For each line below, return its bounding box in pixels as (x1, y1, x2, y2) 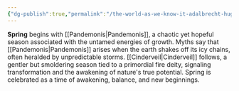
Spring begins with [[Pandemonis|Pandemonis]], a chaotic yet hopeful (7, 30, 214, 38)
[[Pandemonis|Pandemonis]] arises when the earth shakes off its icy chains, (7, 45, 230, 53)
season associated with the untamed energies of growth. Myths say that (7, 37, 219, 46)
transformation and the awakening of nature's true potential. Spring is (7, 68, 211, 76)
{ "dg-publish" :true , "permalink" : (7, 10, 107, 18)
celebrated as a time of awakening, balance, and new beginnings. (7, 75, 200, 84)
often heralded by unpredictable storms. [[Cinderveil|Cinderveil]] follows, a (7, 53, 228, 61)
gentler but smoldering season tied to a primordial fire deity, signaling (7, 60, 211, 68)
